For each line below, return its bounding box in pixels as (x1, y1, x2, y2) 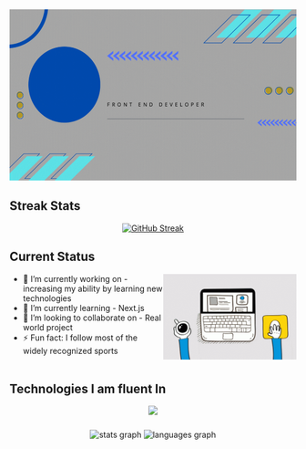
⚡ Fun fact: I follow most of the (22, 332, 138, 343)
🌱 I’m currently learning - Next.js (22, 302, 145, 313)
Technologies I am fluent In (9, 381, 167, 397)
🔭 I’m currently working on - (22, 273, 128, 284)
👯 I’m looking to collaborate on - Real (22, 312, 162, 323)
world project (22, 321, 73, 332)
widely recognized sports (22, 345, 118, 356)
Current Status (9, 249, 96, 265)
